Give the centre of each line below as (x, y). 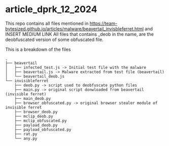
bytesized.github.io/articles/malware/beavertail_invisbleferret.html (74, 28)
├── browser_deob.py (36, 112)
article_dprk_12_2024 (51, 9)
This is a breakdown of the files (38, 49)
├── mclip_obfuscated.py (41, 121)
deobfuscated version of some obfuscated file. (54, 40)
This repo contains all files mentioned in (47, 23)
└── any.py (26, 138)
